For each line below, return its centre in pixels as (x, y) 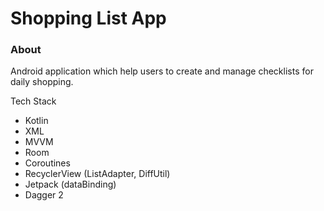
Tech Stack (33, 101)
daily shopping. (42, 82)
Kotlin (36, 121)
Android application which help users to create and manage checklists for (162, 71)
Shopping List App (88, 18)
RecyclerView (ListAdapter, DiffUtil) (97, 174)
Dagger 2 (44, 195)
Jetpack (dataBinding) (70, 184)
